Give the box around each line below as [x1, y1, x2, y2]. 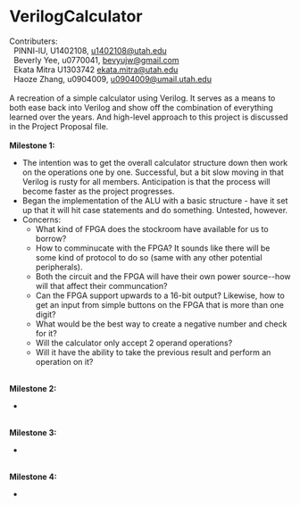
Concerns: [21, 214, 62, 225]
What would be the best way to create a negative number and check [35, 319, 287, 329]
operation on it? [35, 356, 94, 367]
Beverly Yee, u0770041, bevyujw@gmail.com [12, 54, 180, 65]
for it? [35, 327, 58, 338]
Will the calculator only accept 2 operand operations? [35, 337, 233, 348]
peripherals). [35, 261, 83, 272]
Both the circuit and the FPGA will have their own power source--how [35, 270, 291, 282]
